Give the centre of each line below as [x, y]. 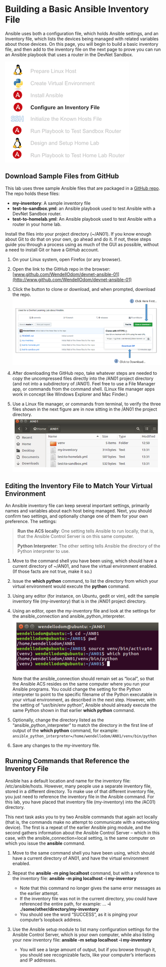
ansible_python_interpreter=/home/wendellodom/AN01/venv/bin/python [84, 736]
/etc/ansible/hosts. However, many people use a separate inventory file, [79, 786]
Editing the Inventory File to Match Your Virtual [79, 486]
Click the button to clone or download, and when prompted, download [84, 289]
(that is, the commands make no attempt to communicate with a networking [82, 822]
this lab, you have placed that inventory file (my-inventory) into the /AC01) [81, 802]
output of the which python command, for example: [65, 730]
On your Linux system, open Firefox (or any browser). [67, 259]
